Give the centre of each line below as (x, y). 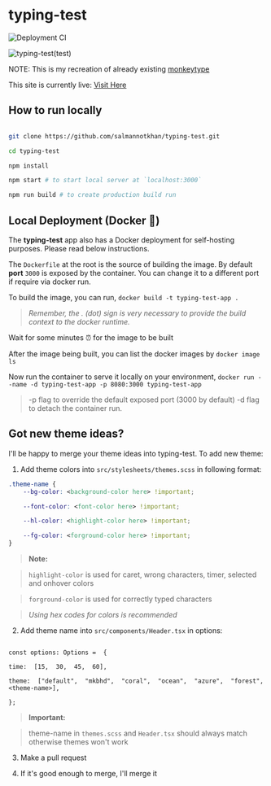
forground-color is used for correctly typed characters (120, 599)
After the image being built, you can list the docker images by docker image (134, 354)
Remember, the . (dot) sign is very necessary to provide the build (137, 313)
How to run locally (55, 110)
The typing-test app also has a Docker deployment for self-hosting (122, 240)
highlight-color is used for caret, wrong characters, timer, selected (142, 574)
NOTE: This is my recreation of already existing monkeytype (109, 69)
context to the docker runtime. (79, 321)
